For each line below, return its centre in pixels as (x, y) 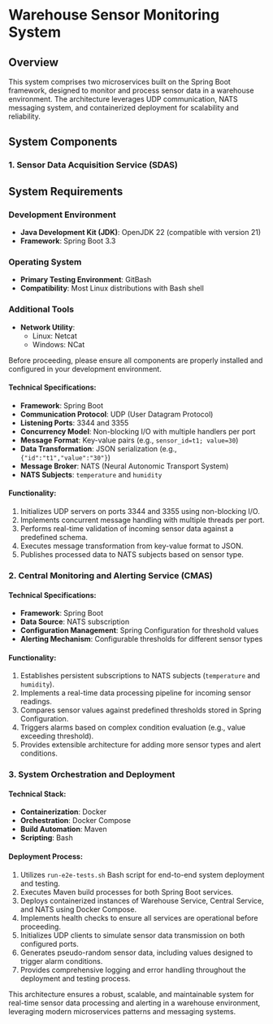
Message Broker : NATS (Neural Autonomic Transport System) (124, 466)
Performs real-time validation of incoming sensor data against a (127, 529)
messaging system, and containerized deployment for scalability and (123, 108)
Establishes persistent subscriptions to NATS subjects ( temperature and (140, 676)
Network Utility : (48, 327)
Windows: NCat (58, 344)
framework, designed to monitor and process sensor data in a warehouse (131, 90)
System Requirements (66, 192)
